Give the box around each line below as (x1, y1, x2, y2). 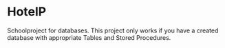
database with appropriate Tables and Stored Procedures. (7, 33, 171, 41)
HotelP (7, 4, 47, 20)
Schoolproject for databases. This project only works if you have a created (7, 26, 219, 34)
